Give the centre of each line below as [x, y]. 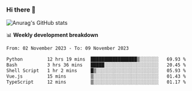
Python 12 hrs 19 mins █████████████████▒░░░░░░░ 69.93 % [96, 59]
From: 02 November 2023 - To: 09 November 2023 [68, 49]
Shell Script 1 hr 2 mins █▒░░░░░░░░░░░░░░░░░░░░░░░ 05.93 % [96, 70]
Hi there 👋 [21, 10]
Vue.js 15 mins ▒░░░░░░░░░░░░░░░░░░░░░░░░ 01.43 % [96, 76]
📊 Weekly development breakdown [52, 35]
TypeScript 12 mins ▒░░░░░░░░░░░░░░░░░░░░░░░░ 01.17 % [96, 82]
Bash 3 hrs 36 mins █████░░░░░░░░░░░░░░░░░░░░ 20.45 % [96, 65]
